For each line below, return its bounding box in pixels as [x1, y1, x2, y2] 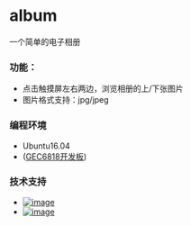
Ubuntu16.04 [22, 140, 70, 151]
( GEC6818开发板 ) [22, 150, 87, 162]
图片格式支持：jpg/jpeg [22, 95, 110, 105]
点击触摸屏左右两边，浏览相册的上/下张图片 [22, 83, 184, 95]
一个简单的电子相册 [9, 36, 81, 47]
